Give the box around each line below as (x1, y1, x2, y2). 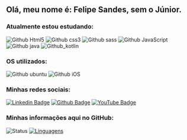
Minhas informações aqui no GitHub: (6, 114, 114, 122)
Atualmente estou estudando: (6, 23, 93, 31)
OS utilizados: (6, 57, 47, 65)
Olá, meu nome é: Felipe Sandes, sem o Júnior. (6, 5, 182, 15)
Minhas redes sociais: (6, 85, 71, 94)
